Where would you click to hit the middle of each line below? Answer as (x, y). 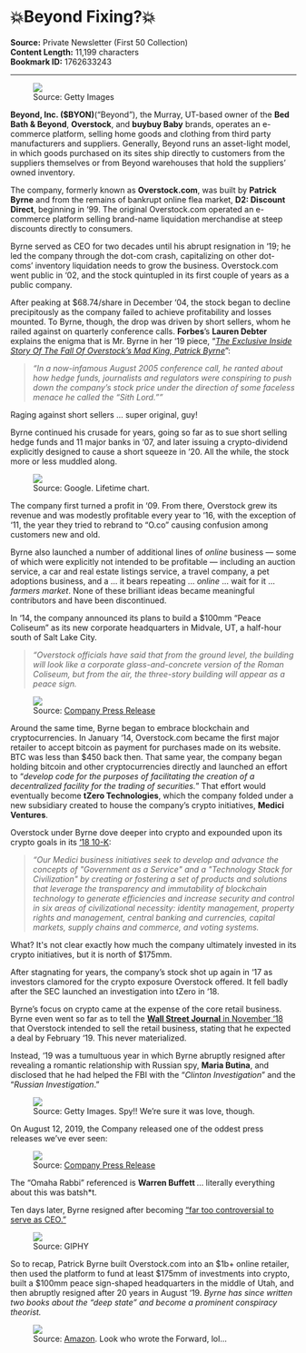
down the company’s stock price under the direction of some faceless (163, 387)
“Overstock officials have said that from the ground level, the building (163, 655)
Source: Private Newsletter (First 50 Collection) (99, 42)
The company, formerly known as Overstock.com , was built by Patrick (143, 190)
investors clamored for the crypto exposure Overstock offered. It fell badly (149, 982)
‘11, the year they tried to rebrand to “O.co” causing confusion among (139, 525)
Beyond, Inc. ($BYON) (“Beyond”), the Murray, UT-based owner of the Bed (150, 114)
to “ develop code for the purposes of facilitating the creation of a (133, 776)
